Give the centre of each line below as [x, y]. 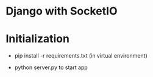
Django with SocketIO [62, 11]
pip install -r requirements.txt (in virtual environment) [81, 56]
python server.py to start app [51, 67]
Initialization [37, 39]
